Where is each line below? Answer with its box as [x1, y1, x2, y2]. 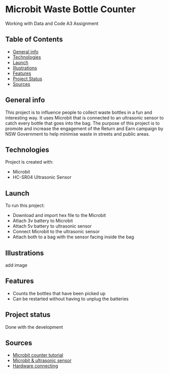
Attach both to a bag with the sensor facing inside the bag [12, 234, 134, 240]
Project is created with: [5, 159, 54, 165]
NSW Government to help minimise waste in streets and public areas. [5, 131, 150, 137]
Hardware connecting [12, 363, 58, 369]
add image [5, 262, 28, 268]
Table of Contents [5, 35, 63, 44]
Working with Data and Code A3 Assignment [5, 20, 99, 26]
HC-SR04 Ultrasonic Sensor [12, 174, 72, 180]
